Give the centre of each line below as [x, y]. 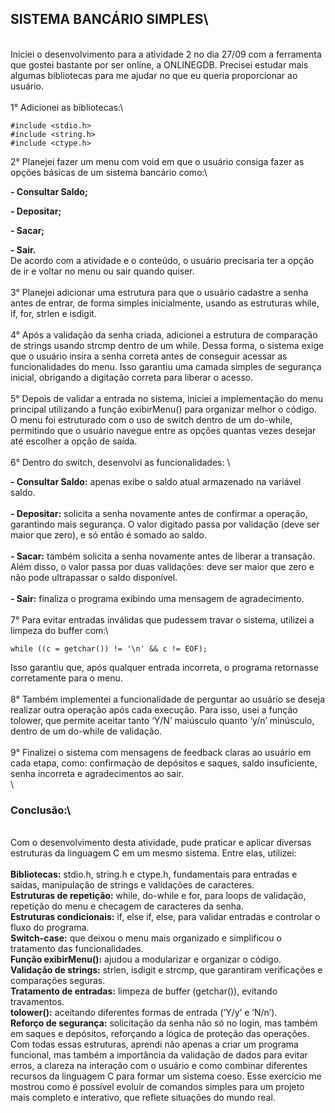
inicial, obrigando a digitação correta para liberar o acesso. [132, 377]
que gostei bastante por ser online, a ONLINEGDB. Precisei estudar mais [159, 64]
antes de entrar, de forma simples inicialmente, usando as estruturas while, [165, 303]
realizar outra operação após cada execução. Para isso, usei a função [154, 709]
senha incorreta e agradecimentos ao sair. [97, 773]
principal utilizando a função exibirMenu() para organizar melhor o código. [163, 409]
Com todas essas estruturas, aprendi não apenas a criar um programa [154, 1044]
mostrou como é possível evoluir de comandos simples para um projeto [157, 1087]
